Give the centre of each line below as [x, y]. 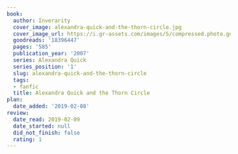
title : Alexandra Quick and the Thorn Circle [82, 93]
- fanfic [26, 87]
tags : [21, 80]
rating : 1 [27, 139]
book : [15, 14]
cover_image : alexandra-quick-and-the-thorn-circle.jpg [97, 27]
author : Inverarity [42, 21]
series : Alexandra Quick [50, 60]
